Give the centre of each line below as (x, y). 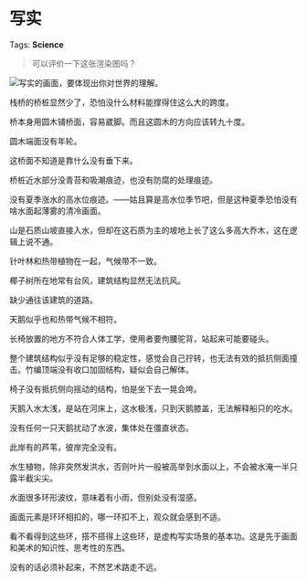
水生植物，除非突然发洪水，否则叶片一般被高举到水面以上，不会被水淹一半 (149, 466)
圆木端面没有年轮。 (46, 141)
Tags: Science (37, 44)
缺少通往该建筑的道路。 (53, 300)
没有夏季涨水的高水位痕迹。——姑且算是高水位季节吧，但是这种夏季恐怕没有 (153, 199)
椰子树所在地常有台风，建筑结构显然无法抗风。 (97, 280)
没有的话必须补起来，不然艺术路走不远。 (85, 566)
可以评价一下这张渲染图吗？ (84, 63)
